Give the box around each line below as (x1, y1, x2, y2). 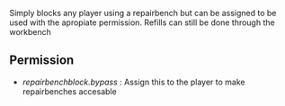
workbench (9, 27, 52, 37)
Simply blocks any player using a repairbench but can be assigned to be (9, 8, 277, 18)
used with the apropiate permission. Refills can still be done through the (9, 17, 276, 28)
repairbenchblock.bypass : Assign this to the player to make (22, 76, 245, 87)
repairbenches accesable (22, 85, 117, 97)
